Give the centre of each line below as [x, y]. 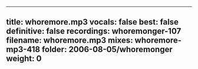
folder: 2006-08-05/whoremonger [107, 49]
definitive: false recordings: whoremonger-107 [94, 31]
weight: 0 [24, 59]
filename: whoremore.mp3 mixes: [70, 41]
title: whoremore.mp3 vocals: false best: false [92, 22]
